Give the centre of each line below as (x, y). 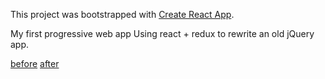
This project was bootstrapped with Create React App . (122, 14)
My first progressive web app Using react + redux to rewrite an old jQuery (162, 33)
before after (35, 63)
